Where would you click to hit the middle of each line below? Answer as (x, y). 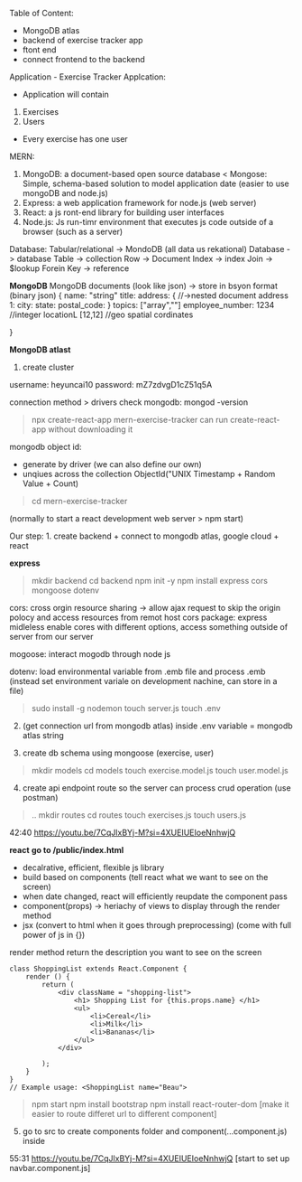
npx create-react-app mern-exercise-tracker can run (129, 420)
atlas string (43, 735)
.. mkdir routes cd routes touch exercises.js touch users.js (138, 815)
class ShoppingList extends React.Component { (98, 969)
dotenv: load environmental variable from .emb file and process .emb (137, 671)
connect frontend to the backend (84, 59)
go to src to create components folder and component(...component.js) (155, 1131)
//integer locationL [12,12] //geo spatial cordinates (101, 314)
